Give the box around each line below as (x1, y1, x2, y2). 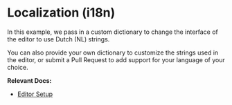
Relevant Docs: (7, 76, 52, 84)
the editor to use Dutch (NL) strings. (7, 35, 110, 43)
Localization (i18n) (7, 5, 116, 21)
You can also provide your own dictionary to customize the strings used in (7, 48, 219, 57)
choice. (7, 63, 29, 71)
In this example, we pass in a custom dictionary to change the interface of (7, 28, 218, 36)
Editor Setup (17, 90, 53, 98)
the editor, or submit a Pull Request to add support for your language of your (7, 55, 225, 64)
